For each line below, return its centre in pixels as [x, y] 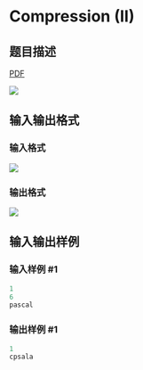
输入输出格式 [44, 121]
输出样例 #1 [33, 330]
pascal [21, 305]
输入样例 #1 [33, 269]
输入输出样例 [44, 242]
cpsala [21, 357]
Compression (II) [72, 16]
